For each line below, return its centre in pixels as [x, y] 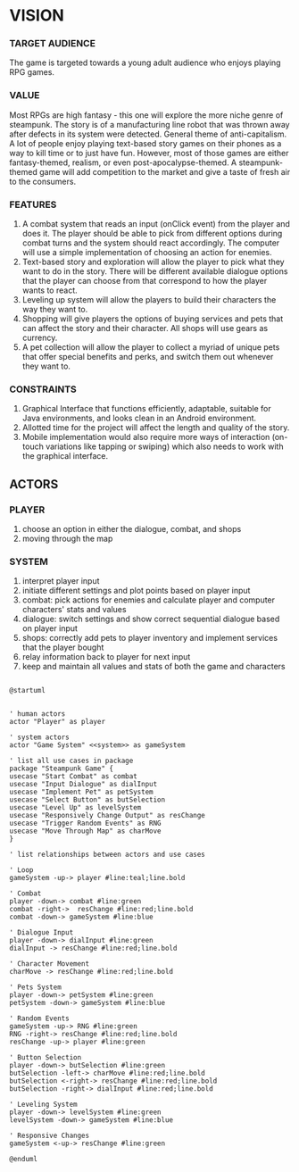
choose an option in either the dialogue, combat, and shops [132, 529]
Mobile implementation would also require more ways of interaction [146, 437]
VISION [37, 16]
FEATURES [33, 204]
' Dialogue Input [42, 933]
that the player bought [63, 647]
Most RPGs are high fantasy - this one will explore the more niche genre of [146, 115]
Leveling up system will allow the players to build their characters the [149, 300]
